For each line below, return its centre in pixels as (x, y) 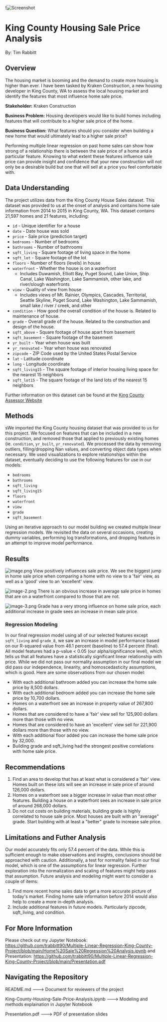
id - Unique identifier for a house (46, 226)
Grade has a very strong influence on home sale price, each (99, 606)
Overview (21, 68)
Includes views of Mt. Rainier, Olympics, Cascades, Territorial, (83, 295)
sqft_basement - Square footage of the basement (63, 337)
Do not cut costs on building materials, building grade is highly (77, 811)
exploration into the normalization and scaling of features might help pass (81, 871)
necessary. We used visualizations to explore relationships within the (76, 454)
